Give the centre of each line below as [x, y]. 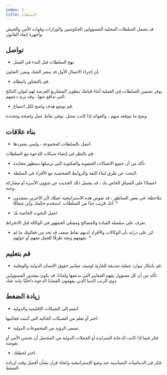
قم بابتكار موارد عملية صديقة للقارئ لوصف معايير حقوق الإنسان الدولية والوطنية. [88, 265]
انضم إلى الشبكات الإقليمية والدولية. [46, 308]
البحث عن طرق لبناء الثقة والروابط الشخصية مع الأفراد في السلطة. [75, 173]
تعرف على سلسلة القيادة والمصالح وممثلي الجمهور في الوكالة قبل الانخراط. [76, 223]
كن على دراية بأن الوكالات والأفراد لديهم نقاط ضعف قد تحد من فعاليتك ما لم [83, 232]
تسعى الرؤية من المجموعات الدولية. [46, 328]
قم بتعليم [18, 253]
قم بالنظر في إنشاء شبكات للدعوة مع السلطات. [50, 154]
